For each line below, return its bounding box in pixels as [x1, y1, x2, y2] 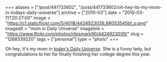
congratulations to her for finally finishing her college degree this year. [5, 51, 151, 57]
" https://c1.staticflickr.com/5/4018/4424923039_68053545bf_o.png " [5, 20, 148, 26]
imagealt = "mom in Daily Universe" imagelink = [5, 25, 105, 31]
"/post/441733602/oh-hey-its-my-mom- [78, 4, 162, 10]
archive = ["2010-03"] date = [61, 9, 122, 15]
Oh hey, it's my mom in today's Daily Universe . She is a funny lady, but [5, 46, 151, 51]
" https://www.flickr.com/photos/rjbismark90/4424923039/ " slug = [5, 31, 144, 36]
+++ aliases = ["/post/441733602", [5, 4, 77, 10]
